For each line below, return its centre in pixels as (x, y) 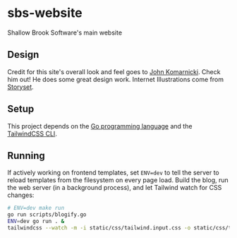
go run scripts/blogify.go (47, 215)
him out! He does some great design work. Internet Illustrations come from (116, 79)
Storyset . (20, 87)
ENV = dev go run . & (36, 221)
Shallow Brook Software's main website (65, 32)
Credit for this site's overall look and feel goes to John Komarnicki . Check (114, 71)
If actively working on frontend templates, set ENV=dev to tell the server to (114, 173)
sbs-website (45, 13)
